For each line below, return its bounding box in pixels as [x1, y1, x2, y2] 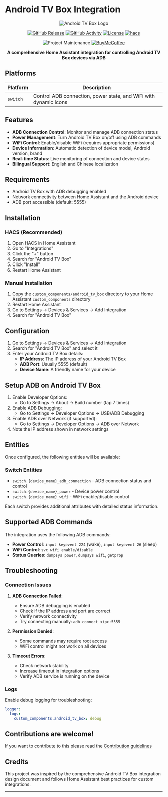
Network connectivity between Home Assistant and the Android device [12, 194, 159, 200]
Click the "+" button [12, 251, 54, 257]
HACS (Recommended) [5, 229, 63, 236]
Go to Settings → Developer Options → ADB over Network [19, 421, 139, 427]
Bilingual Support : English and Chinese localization [12, 161, 119, 167]
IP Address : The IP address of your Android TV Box [19, 356, 126, 362]
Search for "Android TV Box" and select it [12, 345, 98, 351]
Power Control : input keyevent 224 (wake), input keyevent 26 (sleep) [12, 541, 157, 547]
